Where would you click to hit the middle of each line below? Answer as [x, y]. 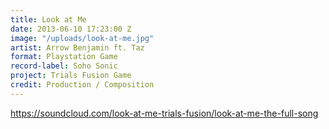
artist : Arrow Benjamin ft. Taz [77, 47]
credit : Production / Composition [82, 85]
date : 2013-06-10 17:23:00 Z [71, 29]
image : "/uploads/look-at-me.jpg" [82, 38]
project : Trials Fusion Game [71, 76]
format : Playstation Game [64, 57]
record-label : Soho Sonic [64, 66]
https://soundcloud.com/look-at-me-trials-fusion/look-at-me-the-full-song [164, 113]
